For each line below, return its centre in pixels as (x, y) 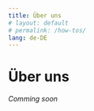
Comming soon (33, 99)
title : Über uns (35, 15)
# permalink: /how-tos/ (47, 30)
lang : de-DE (28, 38)
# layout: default (38, 23)
